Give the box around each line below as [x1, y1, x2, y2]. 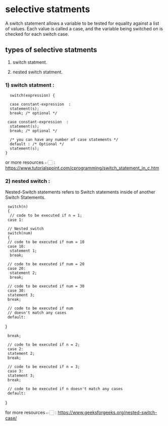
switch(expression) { [10, 93, 55, 98]
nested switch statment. [12, 69, 63, 75]
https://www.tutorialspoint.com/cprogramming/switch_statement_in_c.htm [5, 165, 159, 171]
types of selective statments [5, 45, 97, 54]
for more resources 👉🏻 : [5, 409, 57, 415]
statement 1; [10, 249, 37, 254]
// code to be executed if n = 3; [7, 364, 80, 369]
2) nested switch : [5, 177, 50, 184]
